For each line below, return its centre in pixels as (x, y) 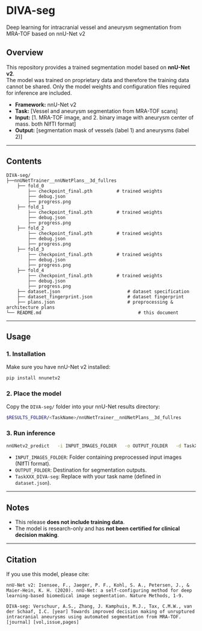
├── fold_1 (31, 207)
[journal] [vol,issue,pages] (43, 623)
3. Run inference (31, 434)
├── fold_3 (31, 249)
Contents (24, 162)
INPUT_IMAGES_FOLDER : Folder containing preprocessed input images (98, 457)
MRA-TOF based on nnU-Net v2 (46, 33)
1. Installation (26, 354)
